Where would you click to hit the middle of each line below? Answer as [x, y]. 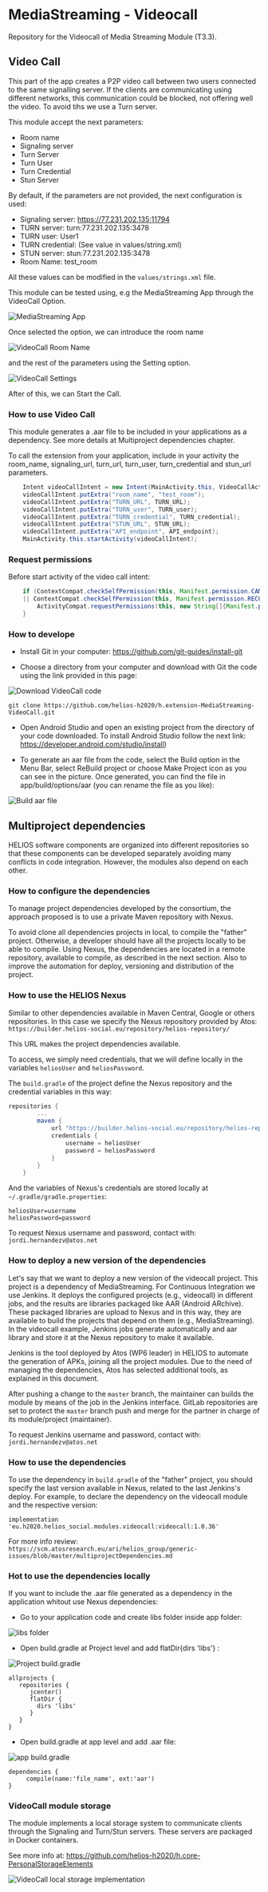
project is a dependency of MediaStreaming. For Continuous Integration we [132, 1287]
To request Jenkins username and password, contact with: [104, 1434]
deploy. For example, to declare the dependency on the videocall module [128, 1496]
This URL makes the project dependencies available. [95, 1043]
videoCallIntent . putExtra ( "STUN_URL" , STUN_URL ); [107, 524]
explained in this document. [54, 1378]
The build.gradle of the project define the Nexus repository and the [120, 1083]
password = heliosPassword [110, 1150]
